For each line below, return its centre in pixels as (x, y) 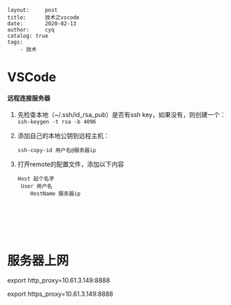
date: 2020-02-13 (42, 24)
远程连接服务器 (29, 97)
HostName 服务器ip (55, 194)
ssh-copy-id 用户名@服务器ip (57, 151)
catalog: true (28, 36)
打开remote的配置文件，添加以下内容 (71, 164)
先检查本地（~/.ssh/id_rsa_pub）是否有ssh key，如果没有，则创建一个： (121, 115)
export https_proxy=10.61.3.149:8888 (60, 294)
